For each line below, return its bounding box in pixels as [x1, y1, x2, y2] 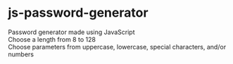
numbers [8, 50, 34, 58]
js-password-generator [8, 5, 149, 21]
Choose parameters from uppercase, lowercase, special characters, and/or [8, 42, 227, 51]
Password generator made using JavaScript [8, 28, 135, 36]
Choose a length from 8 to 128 [8, 35, 96, 43]
